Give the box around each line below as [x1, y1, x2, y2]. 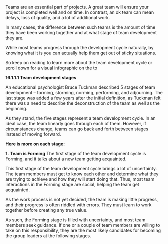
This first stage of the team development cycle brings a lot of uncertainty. [5, 166, 157, 171]
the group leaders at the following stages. [5, 233, 91, 239]
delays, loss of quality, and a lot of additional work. [5, 15, 110, 20]
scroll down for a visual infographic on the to [5, 65, 98, 71]
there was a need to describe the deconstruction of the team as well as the [5, 100, 160, 106]
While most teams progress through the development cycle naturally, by [5, 45, 154, 50]
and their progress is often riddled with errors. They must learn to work [5, 202, 152, 208]
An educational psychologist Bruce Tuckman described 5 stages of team [5, 84, 155, 90]
